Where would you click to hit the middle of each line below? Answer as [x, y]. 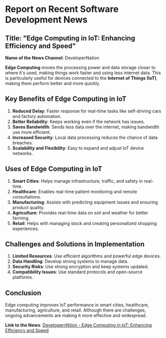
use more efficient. [31, 132]
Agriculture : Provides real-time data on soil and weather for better [80, 213]
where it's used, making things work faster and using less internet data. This [83, 73]
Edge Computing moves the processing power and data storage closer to [81, 67]
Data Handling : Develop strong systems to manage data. [70, 261]
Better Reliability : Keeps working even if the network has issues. [79, 121]
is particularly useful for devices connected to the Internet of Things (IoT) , [81, 78]
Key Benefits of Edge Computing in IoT [66, 99]
